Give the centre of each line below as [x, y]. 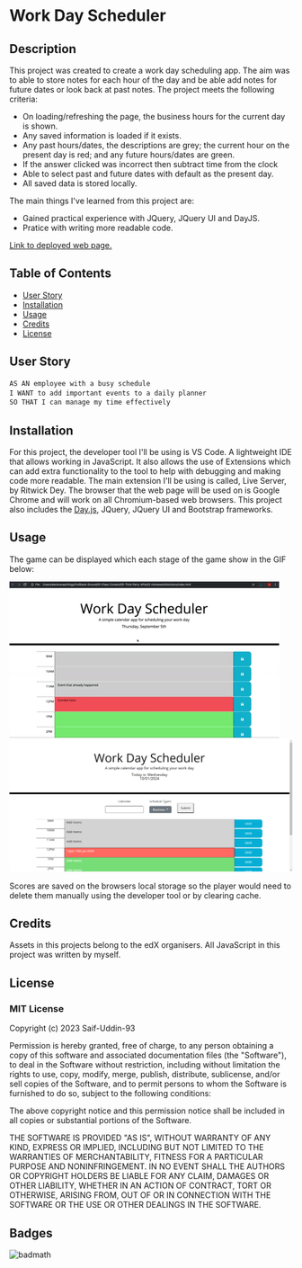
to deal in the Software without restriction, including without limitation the [145, 1065]
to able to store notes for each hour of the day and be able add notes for [143, 80]
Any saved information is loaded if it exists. [102, 135]
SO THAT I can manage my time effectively [90, 402]
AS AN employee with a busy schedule [80, 383]
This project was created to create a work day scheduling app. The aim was [150, 70]
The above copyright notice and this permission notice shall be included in [147, 1111]
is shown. [40, 126]
